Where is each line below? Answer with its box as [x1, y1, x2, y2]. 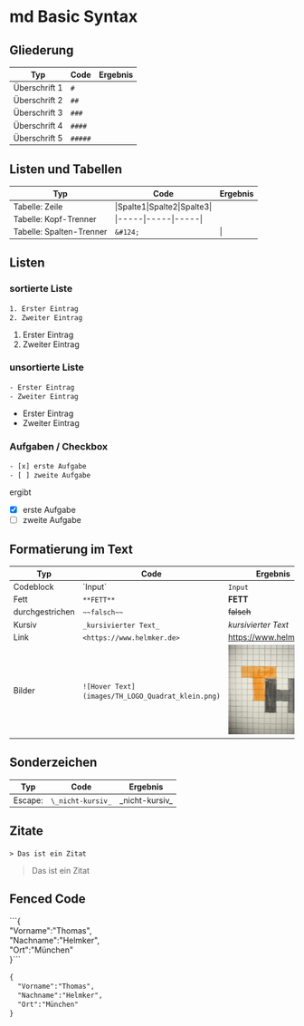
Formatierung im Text [9, 541, 133, 557]
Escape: [13, 795, 43, 806]
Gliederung [9, 43, 74, 58]
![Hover [82, 682, 111, 691]
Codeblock [13, 581, 54, 592]
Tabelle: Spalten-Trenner [13, 227, 108, 237]
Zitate [9, 823, 43, 839]
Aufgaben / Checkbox [9, 440, 109, 452]
